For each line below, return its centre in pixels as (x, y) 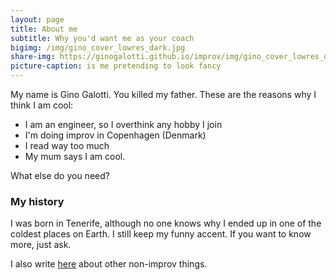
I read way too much (67, 145)
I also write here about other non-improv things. (109, 264)
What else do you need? (60, 175)
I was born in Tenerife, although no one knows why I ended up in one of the (166, 223)
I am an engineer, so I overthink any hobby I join (123, 124)
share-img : (33, 57)
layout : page (37, 19)
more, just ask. (41, 245)
